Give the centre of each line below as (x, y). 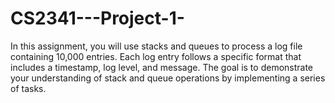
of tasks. (28, 88)
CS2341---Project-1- (97, 18)
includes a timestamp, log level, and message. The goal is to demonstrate (162, 67)
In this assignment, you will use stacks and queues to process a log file (156, 46)
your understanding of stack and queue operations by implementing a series (168, 78)
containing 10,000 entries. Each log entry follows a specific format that (156, 56)
